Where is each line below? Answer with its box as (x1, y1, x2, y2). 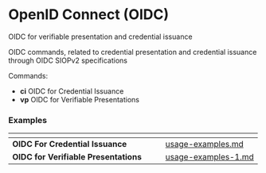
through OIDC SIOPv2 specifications (8, 56, 127, 65)
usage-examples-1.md (165, 152, 255, 163)
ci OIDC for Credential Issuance (19, 86, 124, 96)
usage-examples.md (165, 139, 244, 150)
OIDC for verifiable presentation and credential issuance (8, 32, 193, 41)
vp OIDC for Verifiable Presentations (19, 94, 139, 104)
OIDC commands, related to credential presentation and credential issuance (8, 47, 257, 56)
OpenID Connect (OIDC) (8, 6, 170, 24)
